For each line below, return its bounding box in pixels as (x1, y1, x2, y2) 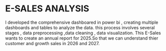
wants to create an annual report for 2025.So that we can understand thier (5, 35, 158, 41)
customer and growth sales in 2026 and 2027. (5, 40, 100, 46)
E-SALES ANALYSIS (5, 3, 89, 14)
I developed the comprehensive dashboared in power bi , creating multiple (5, 19, 158, 25)
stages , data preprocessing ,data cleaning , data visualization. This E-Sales (5, 30, 161, 36)
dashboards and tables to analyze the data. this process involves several (5, 24, 155, 30)
